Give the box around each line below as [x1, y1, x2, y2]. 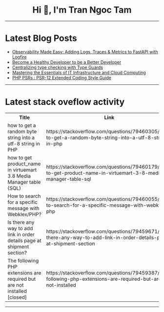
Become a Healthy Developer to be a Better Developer [12, 59, 122, 65]
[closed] [7, 293, 27, 300]
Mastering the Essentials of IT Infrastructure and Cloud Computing [12, 69, 146, 75]
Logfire [12, 54, 27, 60]
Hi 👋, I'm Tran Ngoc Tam [32, 4, 132, 16]
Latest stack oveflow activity [5, 97, 125, 108]
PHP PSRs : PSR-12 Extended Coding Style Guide [12, 75, 111, 80]
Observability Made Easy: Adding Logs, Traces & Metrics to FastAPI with [12, 49, 158, 55]
